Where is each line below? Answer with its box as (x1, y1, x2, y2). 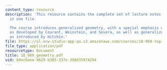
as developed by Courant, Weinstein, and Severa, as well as (9, 30, 139, 35)
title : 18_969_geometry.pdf (5, 53, 64, 58)
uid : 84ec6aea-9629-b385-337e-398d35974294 (5, 57, 97, 62)
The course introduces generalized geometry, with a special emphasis (9, 25, 159, 30)
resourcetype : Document (5, 48, 55, 53)
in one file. (9, 16, 37, 21)
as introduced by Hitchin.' (9, 35, 68, 39)
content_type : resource (5, 7, 55, 12)
